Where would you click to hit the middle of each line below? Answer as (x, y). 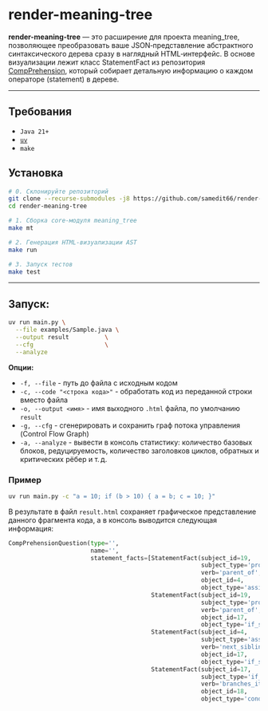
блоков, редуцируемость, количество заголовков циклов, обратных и (139, 450)
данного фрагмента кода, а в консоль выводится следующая (113, 519)
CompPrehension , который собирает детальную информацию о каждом (131, 70)
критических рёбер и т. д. (63, 459)
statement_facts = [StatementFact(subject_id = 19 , (171, 558)
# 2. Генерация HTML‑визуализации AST (73, 242)
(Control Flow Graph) (54, 433)
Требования (40, 112)
